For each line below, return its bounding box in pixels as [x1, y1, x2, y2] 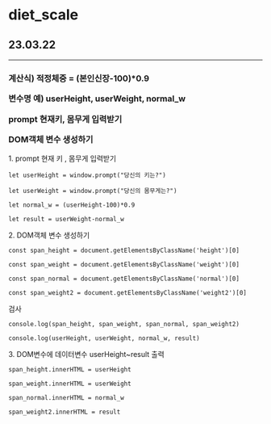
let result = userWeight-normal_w [8, 216, 125, 224]
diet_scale [8, 6, 79, 24]
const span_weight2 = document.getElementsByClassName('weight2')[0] [8, 289, 248, 297]
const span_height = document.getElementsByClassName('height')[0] [8, 246, 240, 255]
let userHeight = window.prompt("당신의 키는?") [8, 171, 167, 179]
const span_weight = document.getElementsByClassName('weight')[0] [8, 261, 240, 269]
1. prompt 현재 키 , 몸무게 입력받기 [8, 153, 117, 163]
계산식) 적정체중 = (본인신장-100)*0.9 [8, 73, 150, 84]
